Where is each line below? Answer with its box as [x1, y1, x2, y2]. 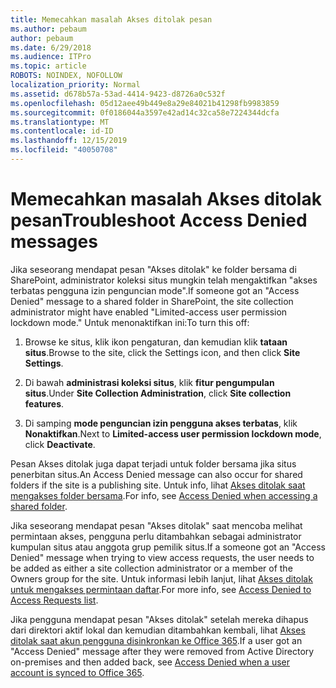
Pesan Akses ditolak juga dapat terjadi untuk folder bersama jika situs [10, 457, 297, 470]
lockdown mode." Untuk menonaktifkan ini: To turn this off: [10, 316, 250, 328]
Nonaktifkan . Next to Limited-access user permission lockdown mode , [24, 427, 322, 440]
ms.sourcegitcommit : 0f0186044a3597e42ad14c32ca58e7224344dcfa [10, 107, 280, 118]
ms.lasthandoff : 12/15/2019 [10, 136, 128, 146]
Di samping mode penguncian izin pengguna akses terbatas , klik [24, 417, 298, 429]
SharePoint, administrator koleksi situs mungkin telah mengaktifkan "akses [10, 274, 318, 286]
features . [24, 397, 65, 410]
